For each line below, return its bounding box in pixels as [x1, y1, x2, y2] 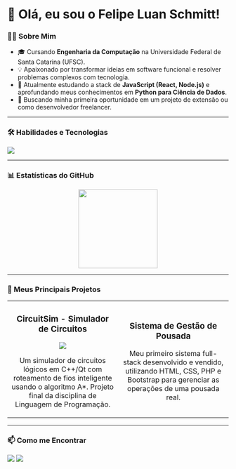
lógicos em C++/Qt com [23, 364, 103, 374]
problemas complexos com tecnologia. [17, 73, 130, 81]
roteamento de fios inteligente [13, 374, 112, 383]
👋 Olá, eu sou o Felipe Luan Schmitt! [7, 6, 221, 22]
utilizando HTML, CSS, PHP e [125, 366, 222, 376]
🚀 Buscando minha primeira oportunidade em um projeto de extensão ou [17, 95, 228, 104]
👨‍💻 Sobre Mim [7, 32, 56, 41]
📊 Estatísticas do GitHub [7, 170, 94, 180]
